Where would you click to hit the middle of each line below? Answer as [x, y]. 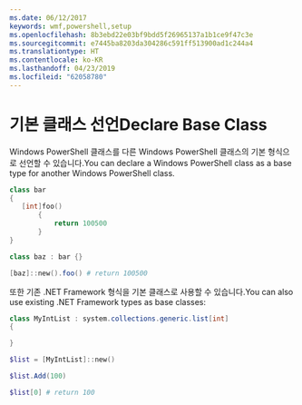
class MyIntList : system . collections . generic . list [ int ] [119, 319]
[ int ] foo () [42, 207]
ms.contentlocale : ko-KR [56, 60]
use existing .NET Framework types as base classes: [108, 301]
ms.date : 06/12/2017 [49, 18]
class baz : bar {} [46, 257]
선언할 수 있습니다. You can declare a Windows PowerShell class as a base [155, 163]
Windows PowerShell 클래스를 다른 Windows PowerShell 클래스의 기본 [137, 152]
